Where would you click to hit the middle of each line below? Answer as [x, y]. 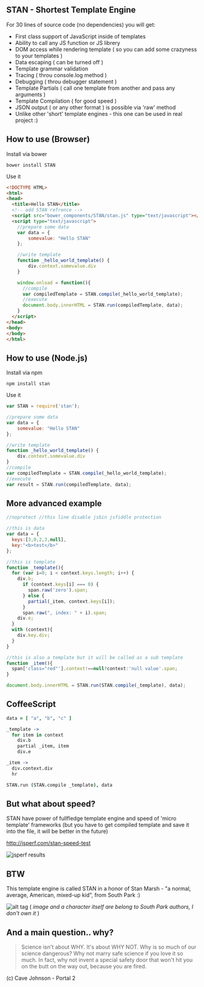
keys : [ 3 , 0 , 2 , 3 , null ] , [39, 540]
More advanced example [54, 503]
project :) [26, 120]
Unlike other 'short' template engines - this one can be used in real [99, 114]
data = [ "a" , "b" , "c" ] [39, 718]
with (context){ [32, 630]
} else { [33, 595]
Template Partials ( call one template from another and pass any [95, 88]
